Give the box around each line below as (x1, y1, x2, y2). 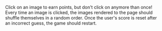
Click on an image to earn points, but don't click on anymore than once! (5, 4, 152, 10)
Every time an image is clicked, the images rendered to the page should (5, 9, 153, 15)
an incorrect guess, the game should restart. (5, 20, 97, 26)
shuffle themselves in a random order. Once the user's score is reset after (5, 15, 157, 20)
